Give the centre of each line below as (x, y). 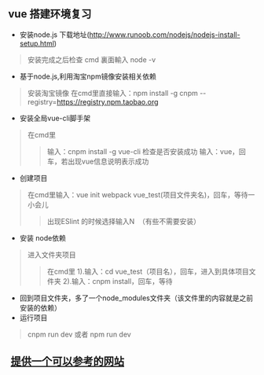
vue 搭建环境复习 (50, 14)
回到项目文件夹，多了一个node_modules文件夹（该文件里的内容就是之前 (136, 298)
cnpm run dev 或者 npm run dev (79, 334)
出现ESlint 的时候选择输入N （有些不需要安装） (123, 221)
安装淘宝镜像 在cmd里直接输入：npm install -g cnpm (112, 93)
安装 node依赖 (43, 237)
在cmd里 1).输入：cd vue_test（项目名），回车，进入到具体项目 (148, 271)
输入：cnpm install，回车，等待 (122, 281)
